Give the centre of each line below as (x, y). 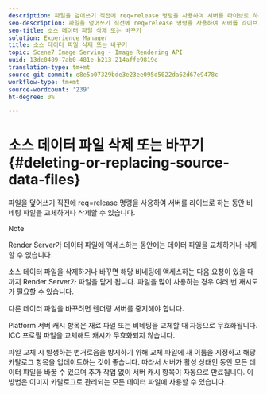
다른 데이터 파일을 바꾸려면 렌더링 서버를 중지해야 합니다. (96, 309)
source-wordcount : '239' (49, 89)
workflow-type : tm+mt (44, 82)
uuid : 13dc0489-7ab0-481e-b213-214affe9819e (83, 60)
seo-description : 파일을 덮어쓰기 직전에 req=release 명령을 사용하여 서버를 (123, 23)
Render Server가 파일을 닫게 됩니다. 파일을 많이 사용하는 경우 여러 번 (130, 282)
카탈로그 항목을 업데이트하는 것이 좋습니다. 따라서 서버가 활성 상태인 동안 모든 (128, 362)
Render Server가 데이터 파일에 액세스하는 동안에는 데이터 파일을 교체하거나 (125, 245)
